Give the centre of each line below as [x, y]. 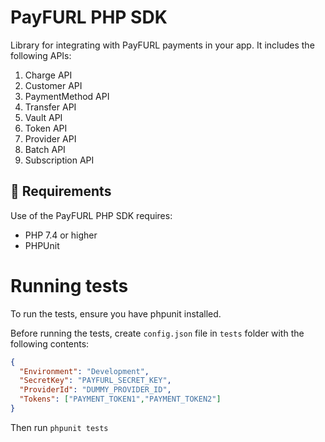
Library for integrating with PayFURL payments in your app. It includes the [162, 45]
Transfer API [50, 107]
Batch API [45, 149]
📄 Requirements [61, 191]
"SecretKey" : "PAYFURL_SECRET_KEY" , [95, 381]
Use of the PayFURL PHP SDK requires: [91, 215]
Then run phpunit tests [59, 427]
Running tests [69, 285]
